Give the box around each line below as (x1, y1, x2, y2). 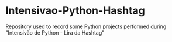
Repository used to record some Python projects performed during (5, 23, 167, 30)
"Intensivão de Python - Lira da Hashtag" (5, 29, 105, 36)
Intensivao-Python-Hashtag (5, 4, 146, 17)
